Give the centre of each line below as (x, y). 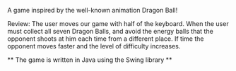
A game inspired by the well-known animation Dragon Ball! (93, 10)
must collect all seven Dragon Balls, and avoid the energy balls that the (110, 31)
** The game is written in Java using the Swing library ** (90, 60)
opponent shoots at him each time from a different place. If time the (106, 39)
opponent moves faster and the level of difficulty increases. (94, 46)
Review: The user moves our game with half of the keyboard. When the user (118, 24)
